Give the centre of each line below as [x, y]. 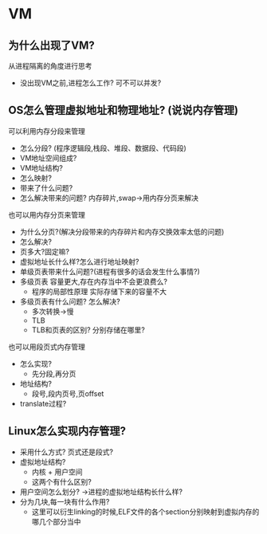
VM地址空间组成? [48, 158]
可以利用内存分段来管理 [47, 131]
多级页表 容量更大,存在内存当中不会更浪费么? [93, 281]
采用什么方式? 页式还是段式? [67, 452]
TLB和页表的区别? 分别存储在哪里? [88, 330]
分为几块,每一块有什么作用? [65, 501]
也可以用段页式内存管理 [47, 347]
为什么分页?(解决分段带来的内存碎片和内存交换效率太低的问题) [122, 231]
